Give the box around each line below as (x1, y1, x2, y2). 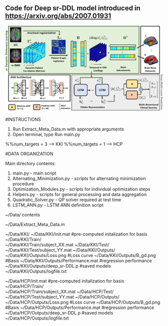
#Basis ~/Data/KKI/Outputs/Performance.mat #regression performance (5, 257, 152, 263)
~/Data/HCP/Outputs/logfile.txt (5, 315, 69, 321)
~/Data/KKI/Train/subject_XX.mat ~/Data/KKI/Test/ (5, 241, 109, 247)
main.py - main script (12, 170, 56, 176)
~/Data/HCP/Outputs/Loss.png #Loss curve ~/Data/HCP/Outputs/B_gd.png (5, 299, 160, 305)
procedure (12, 180, 34, 186)
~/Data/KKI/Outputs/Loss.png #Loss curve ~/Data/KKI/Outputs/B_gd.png (5, 252, 156, 258)
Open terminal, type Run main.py (12, 131, 80, 137)
